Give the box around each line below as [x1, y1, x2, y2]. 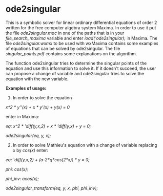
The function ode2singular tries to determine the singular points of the [5, 60, 147, 66]
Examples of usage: [5, 85, 47, 91]
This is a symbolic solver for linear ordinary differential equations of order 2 [5, 20, 158, 25]
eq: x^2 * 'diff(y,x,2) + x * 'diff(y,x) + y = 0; [5, 123, 91, 129]
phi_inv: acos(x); [5, 175, 39, 181]
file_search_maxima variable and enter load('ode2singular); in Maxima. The [5, 35, 158, 41]
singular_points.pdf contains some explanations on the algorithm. [5, 50, 137, 57]
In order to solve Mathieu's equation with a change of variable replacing [12, 142, 158, 148]
